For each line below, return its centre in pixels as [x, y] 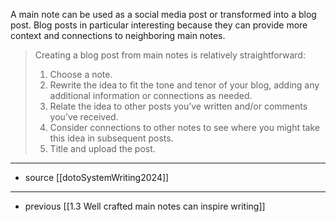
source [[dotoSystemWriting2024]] [97, 177]
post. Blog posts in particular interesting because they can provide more [159, 25]
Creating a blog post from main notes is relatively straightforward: [170, 55]
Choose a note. [81, 74]
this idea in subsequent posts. [111, 138]
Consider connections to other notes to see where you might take [185, 127]
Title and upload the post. [102, 148]
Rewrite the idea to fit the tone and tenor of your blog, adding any [184, 85]
